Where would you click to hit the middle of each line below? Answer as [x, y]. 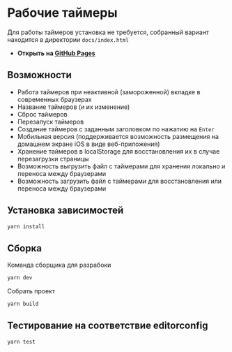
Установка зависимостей [65, 211]
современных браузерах [54, 99]
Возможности [39, 75]
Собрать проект [31, 291]
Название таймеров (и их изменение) [74, 107]
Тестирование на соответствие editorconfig [108, 326]
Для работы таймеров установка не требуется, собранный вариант [108, 32]
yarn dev [20, 278]
